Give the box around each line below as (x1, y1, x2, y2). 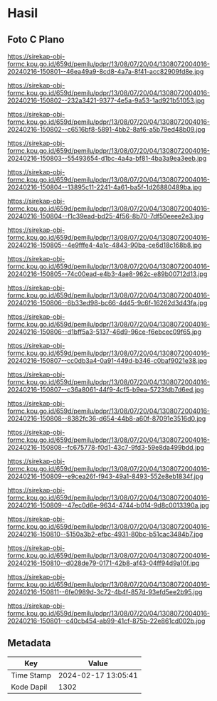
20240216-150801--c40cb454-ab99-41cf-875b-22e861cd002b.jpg (7, 617, 206, 625)
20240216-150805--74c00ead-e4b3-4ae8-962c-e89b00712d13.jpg (7, 270, 208, 278)
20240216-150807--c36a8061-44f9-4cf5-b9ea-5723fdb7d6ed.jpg (7, 386, 204, 394)
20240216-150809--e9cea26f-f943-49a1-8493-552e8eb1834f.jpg (7, 472, 204, 480)
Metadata (7, 637, 51, 649)
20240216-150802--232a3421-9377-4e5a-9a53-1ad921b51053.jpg (7, 96, 205, 105)
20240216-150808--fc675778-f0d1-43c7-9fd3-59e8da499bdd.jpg (7, 443, 205, 451)
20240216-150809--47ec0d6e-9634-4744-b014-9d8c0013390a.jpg (7, 501, 210, 510)
